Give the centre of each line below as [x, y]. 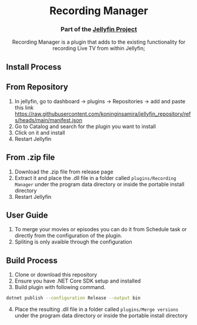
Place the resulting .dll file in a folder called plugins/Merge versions [96, 309]
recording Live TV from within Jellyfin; [99, 48]
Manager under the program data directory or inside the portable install [99, 184]
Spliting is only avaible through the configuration [73, 242]
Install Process [34, 67]
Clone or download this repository [56, 275]
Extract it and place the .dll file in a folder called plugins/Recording [95, 178]
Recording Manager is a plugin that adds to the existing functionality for [99, 42]
